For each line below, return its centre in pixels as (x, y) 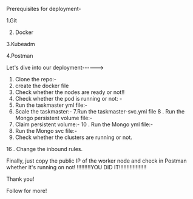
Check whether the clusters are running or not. (73, 137)
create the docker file (42, 86)
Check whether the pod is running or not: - (69, 99)
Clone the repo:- (36, 79)
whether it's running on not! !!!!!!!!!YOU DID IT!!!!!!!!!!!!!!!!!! (76, 167)
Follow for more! (27, 191)
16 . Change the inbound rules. (45, 149)
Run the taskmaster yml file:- (51, 105)
